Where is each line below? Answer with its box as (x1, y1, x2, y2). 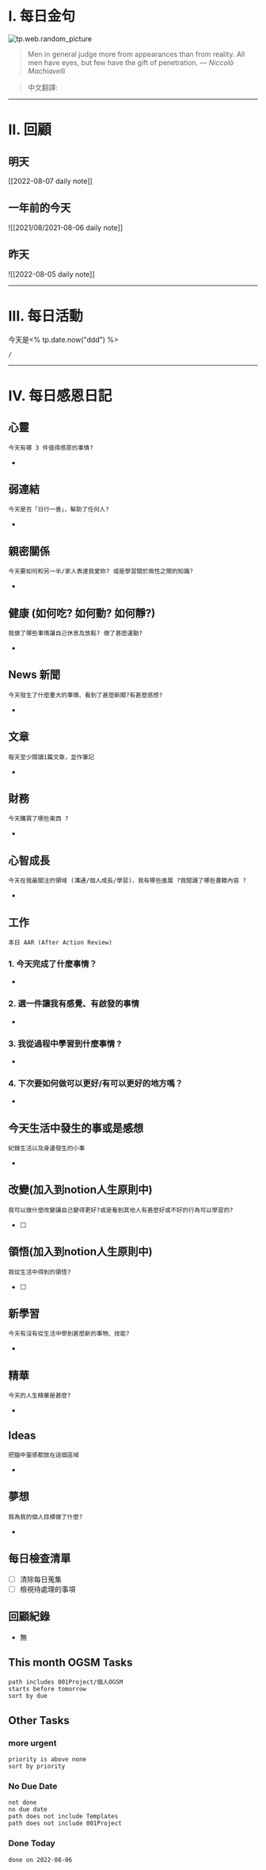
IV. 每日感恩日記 (8, 386, 112, 404)
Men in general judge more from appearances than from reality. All (27, 49, 245, 59)
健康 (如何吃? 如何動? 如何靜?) (8, 606, 156, 619)
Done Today (8, 1837, 55, 1849)
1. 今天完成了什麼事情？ (8, 958, 97, 969)
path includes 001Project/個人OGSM (8, 1678, 123, 1686)
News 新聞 (8, 668, 61, 682)
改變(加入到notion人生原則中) (8, 1183, 153, 1197)
